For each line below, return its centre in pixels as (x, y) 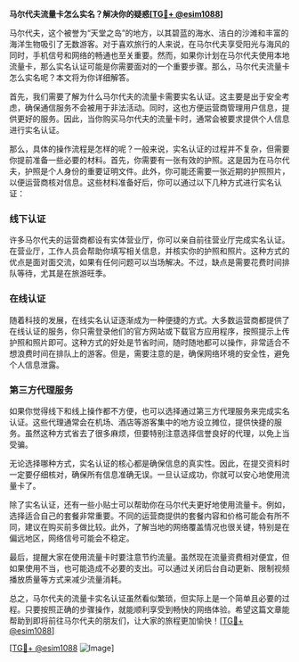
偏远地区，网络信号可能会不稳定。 (72, 538)
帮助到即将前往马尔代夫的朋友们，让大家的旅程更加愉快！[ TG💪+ (126, 620)
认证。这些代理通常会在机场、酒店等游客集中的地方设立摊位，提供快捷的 (141, 422)
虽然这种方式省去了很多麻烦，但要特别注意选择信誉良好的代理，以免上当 (157, 433)
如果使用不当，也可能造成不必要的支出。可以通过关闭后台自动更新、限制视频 (149, 568)
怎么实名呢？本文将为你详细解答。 (72, 78)
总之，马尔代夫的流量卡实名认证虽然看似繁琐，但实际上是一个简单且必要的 (145, 598)
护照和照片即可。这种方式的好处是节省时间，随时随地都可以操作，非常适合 (145, 342)
